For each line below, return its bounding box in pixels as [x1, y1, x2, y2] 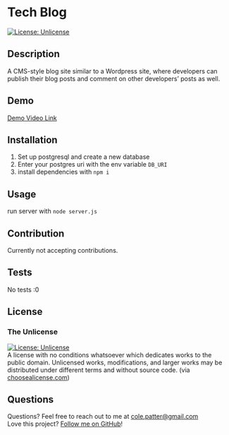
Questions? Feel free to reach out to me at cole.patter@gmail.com [7, 412, 199, 421]
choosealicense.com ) [7, 373, 70, 381]
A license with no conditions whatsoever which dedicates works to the [7, 350, 212, 359]
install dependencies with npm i [17, 167, 110, 177]
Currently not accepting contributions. [7, 246, 118, 254]
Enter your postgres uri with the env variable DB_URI [17, 160, 168, 169]
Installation [7, 133, 58, 145]
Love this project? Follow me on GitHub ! [7, 419, 123, 428]
